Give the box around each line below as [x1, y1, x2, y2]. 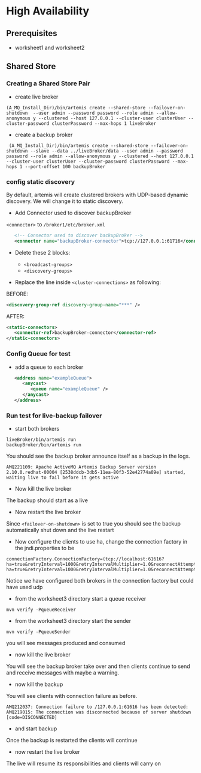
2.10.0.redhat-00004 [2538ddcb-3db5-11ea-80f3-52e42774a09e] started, [6, 470, 186, 476]
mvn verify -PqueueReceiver [6, 607, 77, 613]
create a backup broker [14, 131, 73, 138]
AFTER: [6, 312, 25, 320]
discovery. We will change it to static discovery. [6, 197, 124, 205]
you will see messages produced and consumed [6, 640, 126, 647]
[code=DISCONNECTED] [6, 715, 58, 721]
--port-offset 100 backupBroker [25, 163, 106, 169]
